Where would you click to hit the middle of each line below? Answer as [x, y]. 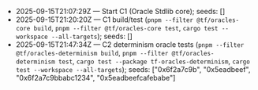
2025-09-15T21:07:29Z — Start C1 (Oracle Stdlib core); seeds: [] [120, 11]
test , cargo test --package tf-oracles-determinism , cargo [154, 61]
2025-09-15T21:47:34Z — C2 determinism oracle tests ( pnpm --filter [130, 45]
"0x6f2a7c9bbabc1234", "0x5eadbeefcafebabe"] [95, 78]
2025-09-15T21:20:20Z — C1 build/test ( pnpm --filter [104, 20]
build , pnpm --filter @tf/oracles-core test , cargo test [126, 28]
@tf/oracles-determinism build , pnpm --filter [92, 53]
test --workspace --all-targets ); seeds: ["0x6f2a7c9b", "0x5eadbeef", [133, 69]
